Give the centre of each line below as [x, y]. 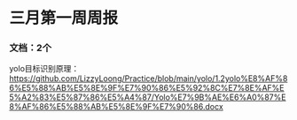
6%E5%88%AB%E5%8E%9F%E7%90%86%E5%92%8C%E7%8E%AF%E [147, 88]
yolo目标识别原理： [44, 69]
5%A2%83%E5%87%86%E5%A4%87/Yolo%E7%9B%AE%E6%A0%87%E [148, 97]
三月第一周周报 [64, 18]
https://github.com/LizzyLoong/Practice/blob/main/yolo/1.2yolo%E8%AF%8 [148, 79]
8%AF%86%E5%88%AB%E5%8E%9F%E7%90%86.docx [116, 107]
